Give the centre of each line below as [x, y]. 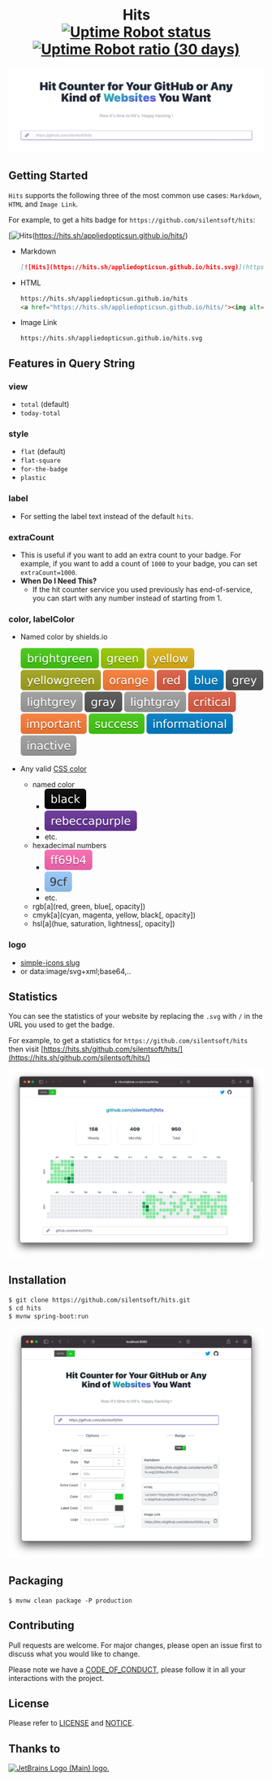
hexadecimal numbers [69, 846]
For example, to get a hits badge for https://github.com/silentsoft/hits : [132, 219]
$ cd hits [25, 1308]
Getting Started [48, 176]
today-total [40, 414]
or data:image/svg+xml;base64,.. [76, 971]
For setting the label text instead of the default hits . [107, 516]
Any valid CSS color [53, 769]
